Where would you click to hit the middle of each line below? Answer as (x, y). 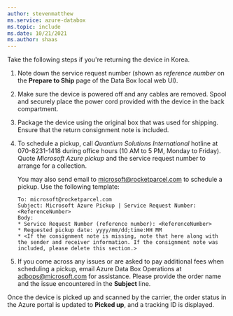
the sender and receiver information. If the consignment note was (118, 243)
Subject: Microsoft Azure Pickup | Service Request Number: (107, 206)
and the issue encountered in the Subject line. (84, 284)
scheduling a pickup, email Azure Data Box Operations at (99, 269)
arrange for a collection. (52, 166)
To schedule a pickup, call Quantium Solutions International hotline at (118, 143)
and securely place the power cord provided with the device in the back (121, 101)
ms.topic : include (34, 27)
